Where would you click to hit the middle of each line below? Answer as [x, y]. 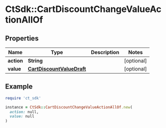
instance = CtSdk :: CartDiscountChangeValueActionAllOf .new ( [69, 107]
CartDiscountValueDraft [57, 69]
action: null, [24, 112]
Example [19, 87]
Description [105, 52]
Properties [22, 38]
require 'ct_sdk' [23, 98]
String [35, 61]
